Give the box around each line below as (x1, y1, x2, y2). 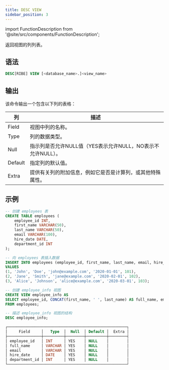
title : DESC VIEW (5, 7, 42, 13)
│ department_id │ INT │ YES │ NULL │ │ (5, 357, 129, 362)
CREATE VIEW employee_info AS (5, 292, 69, 297)
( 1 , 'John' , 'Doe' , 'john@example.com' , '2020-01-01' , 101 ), (5, 269, 136, 274)
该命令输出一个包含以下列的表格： (5, 101, 76, 107)
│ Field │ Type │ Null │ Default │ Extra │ (5, 329, 129, 334)
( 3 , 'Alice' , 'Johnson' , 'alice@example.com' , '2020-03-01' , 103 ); (5, 279, 150, 284)
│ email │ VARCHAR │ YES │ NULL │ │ (5, 348, 129, 353)
